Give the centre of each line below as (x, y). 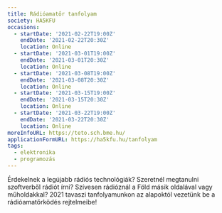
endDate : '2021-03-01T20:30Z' (65, 60)
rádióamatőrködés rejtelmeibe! (52, 202)
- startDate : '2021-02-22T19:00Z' (65, 34)
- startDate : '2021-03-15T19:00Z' (65, 93)
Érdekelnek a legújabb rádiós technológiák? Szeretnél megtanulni (103, 179)
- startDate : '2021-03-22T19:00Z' (65, 113)
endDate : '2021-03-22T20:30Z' (65, 119)
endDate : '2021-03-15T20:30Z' (65, 100)
